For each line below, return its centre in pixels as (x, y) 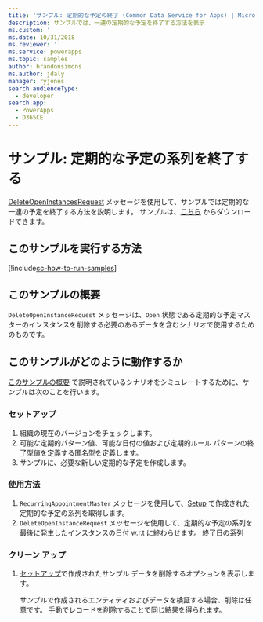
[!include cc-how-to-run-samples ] (63, 268)
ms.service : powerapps (45, 52)
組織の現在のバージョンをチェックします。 (88, 433)
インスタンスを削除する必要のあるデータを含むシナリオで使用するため (142, 325)
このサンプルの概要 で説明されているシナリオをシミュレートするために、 (125, 382)
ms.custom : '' (31, 30)
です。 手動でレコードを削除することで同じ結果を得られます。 (126, 610)
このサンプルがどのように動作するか (95, 362)
